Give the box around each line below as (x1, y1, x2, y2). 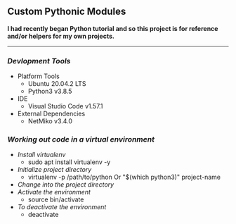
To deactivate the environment (17, 203, 107, 211)
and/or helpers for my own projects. (7, 32, 114, 40)
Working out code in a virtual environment (7, 135, 155, 144)
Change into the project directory (17, 180, 114, 189)
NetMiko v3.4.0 (27, 117, 72, 125)
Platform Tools (17, 72, 60, 80)
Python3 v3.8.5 (27, 87, 72, 96)
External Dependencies (17, 109, 86, 118)
